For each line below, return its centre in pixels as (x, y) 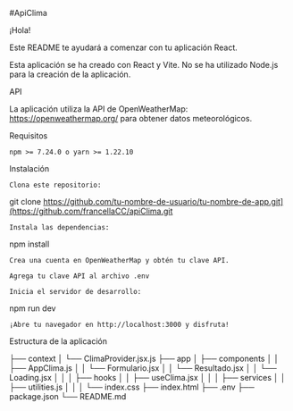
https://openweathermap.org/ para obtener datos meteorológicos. (131, 118)
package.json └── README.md (68, 396)
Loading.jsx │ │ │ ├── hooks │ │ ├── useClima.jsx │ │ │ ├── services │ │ (147, 377)
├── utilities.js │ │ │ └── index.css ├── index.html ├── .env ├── (132, 387)
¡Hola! (20, 30)
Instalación (29, 168)
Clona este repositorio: (55, 185)
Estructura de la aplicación (58, 341)
